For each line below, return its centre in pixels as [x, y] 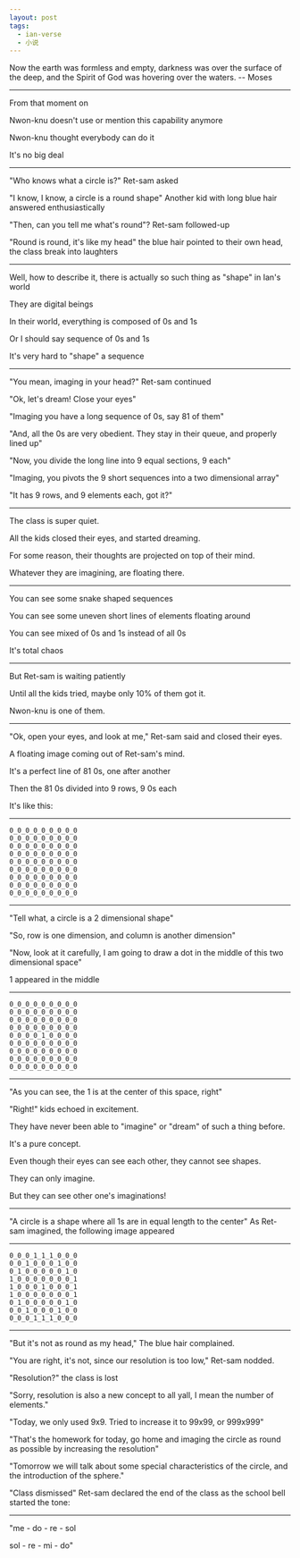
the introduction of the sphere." [67, 1476]
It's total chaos [37, 651]
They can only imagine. [52, 1179]
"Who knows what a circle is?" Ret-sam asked [94, 181]
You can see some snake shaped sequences [92, 599]
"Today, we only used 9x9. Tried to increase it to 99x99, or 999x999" [137, 1422]
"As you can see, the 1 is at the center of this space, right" [116, 1092]
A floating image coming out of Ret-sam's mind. [97, 754]
